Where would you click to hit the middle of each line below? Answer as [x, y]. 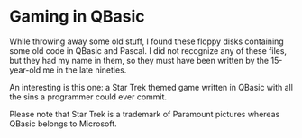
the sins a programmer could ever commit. [88, 97]
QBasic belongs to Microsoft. [63, 124]
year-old [25, 70]
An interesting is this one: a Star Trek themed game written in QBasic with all [151, 87]
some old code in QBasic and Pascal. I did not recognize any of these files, [148, 50]
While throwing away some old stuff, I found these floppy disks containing [146, 41]
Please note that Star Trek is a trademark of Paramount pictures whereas [145, 114]
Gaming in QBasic [78, 17]
